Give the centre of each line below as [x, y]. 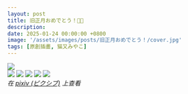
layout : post [27, 14]
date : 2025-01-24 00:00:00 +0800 [57, 34]
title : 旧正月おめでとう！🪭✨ [45, 20]
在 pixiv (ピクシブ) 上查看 [44, 83]
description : [27, 27]
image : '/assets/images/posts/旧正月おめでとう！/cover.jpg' [95, 40]
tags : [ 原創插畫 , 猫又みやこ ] [47, 47]
